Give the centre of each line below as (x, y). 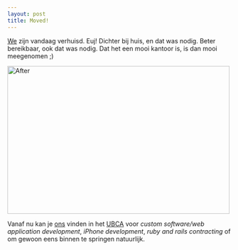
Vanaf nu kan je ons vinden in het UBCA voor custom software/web (106, 224)
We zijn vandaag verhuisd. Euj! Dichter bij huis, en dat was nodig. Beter (112, 40)
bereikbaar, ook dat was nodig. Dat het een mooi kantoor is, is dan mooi (113, 48)
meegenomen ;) (31, 56)
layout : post (27, 14)
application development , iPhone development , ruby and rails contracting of (119, 231)
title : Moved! (28, 21)
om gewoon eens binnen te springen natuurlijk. (76, 239)
